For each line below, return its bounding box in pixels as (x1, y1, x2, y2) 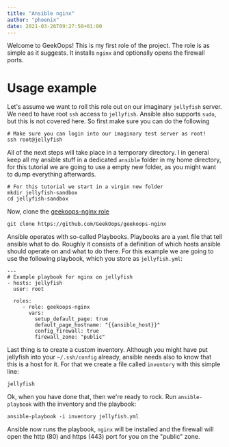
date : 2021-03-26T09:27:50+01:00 (7, 23, 103, 29)
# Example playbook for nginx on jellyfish (7, 274, 133, 281)
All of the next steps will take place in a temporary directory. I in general (7, 149, 210, 157)
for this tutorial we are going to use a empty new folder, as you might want (7, 163, 217, 171)
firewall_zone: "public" (34, 333, 106, 341)
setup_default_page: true (34, 316, 109, 322)
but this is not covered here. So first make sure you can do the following (7, 117, 210, 125)
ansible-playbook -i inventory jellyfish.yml (7, 413, 139, 420)
